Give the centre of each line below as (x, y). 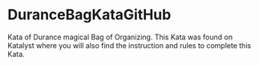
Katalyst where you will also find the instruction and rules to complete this (129, 45)
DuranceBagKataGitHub (89, 15)
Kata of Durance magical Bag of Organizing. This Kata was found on (120, 37)
